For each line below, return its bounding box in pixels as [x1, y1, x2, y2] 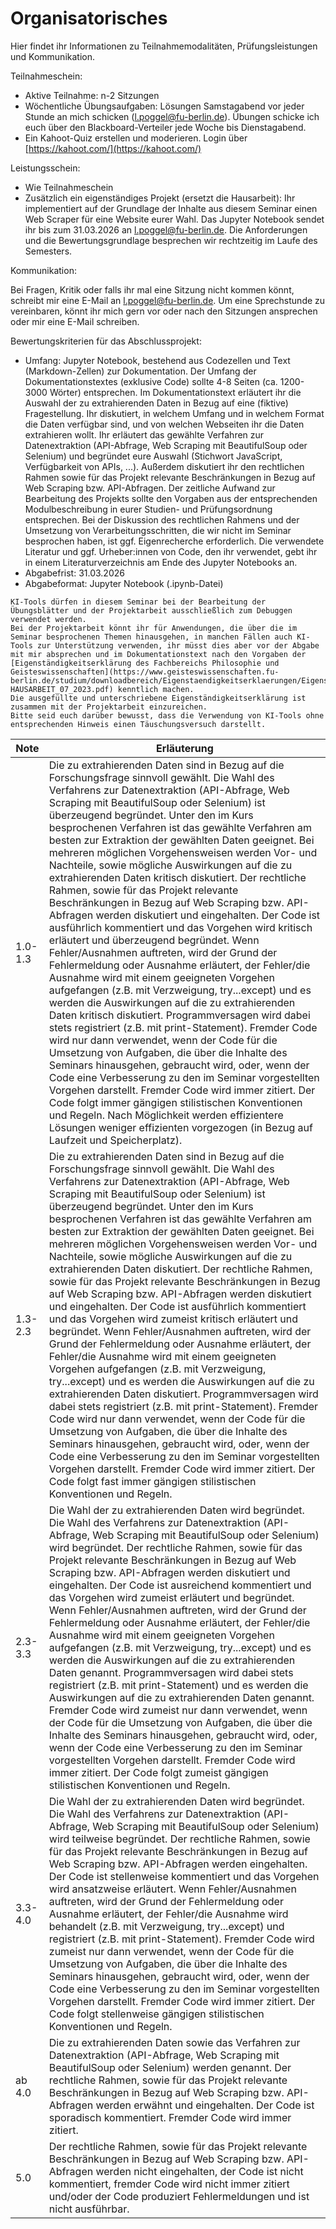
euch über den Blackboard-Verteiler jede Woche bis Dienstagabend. [24, 121, 307, 133]
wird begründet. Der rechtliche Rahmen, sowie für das [48, 1540, 303, 1554]
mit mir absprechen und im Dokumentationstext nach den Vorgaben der [10, 649, 307, 659]
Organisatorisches [10, 7, 168, 30]
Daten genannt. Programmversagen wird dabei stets [48, 1665, 294, 1679]
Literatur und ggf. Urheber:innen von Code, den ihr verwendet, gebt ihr [24, 545, 318, 557]
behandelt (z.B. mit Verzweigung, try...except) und [48, 1919, 285, 1933]
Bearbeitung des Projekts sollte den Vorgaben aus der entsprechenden [24, 492, 318, 504]
